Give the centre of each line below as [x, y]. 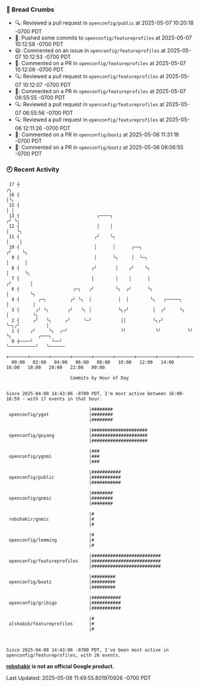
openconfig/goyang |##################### [78, 435]
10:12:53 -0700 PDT [47, 57]
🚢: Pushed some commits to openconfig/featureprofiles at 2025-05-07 [103, 38]
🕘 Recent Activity [33, 170]
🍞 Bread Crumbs [30, 10]
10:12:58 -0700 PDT [39, 44]
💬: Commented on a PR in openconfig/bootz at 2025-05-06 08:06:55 [99, 147]
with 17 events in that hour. [65, 399]
